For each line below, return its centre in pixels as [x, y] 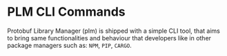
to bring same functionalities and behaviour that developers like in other [109, 38]
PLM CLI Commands [66, 12]
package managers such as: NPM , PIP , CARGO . [70, 45]
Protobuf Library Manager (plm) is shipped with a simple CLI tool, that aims [114, 31]
